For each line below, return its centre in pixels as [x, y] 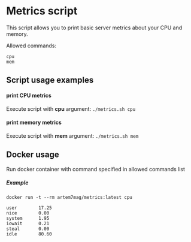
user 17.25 [29, 208]
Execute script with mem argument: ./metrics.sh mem [72, 135]
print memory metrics [34, 122]
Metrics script [42, 11]
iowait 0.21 [28, 223]
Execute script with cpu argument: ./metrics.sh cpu [71, 108]
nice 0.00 [28, 213]
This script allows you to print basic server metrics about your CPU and [94, 28]
